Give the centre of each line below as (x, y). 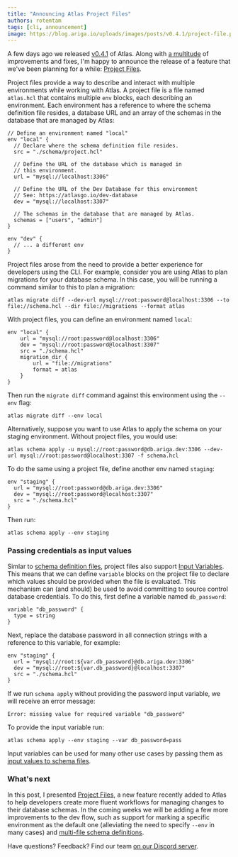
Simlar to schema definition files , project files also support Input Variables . (116, 566)
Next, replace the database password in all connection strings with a (107, 635)
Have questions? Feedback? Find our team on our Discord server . (103, 846)
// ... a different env (49, 245)
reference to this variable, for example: (64, 642)
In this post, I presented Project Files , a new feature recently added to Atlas (117, 795)
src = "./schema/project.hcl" (58, 152)
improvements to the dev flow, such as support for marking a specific (109, 817)
